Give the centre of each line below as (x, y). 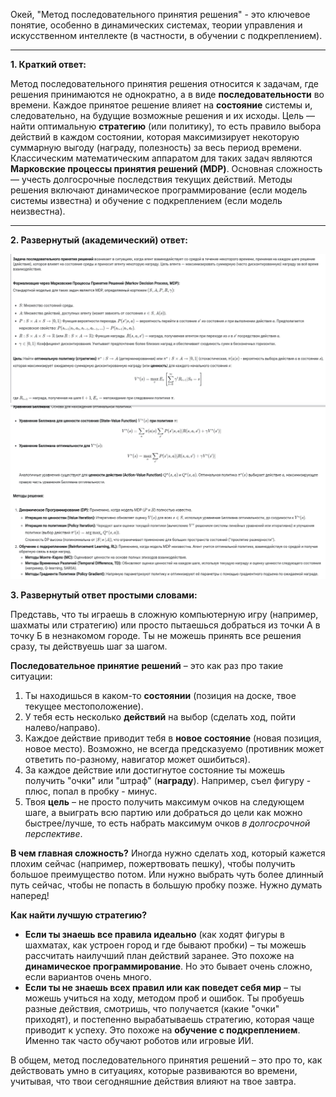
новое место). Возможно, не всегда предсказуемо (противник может (174, 749)
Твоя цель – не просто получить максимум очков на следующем (164, 802)
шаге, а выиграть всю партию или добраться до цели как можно (163, 813)
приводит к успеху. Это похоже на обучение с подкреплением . (162, 1030)
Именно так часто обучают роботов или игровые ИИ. (139, 1041)
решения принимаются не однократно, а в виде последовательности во (167, 94)
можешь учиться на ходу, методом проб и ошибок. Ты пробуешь (164, 998)
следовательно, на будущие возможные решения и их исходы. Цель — (162, 115)
